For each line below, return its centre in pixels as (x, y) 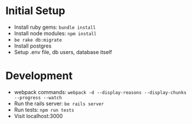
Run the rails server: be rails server (59, 103)
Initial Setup (35, 11)
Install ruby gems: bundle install (55, 27)
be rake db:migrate (38, 40)
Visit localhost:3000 (38, 116)
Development (39, 76)
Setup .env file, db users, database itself (63, 52)
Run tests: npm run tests (44, 109)
